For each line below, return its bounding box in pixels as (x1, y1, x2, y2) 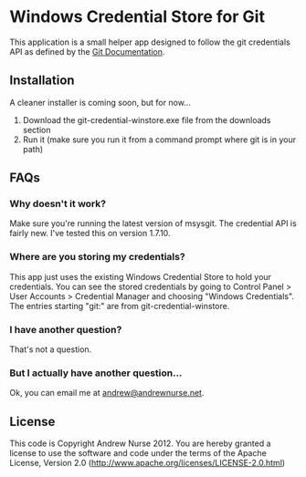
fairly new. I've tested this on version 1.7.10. (9, 228, 171, 239)
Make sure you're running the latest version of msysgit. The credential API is (9, 218, 297, 229)
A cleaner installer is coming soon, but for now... (9, 97, 192, 108)
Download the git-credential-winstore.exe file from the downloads (22, 114, 271, 125)
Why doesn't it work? (9, 198, 107, 211)
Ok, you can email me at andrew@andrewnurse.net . (9, 388, 205, 399)
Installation (9, 73, 75, 88)
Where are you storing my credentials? (9, 251, 185, 264)
